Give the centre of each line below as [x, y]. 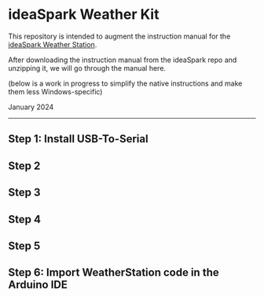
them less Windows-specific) [55, 91]
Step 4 [25, 219]
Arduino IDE [38, 285]
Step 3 [24, 193]
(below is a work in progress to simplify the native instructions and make [125, 83]
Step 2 [24, 165]
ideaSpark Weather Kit [84, 15]
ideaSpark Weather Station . [53, 44]
